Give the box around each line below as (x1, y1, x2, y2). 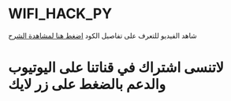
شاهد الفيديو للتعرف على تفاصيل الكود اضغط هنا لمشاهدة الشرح (8, 31, 197, 40)
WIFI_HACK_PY (8, 5, 113, 23)
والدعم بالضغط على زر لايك (8, 76, 166, 93)
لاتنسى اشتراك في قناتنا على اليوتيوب (8, 58, 225, 77)
